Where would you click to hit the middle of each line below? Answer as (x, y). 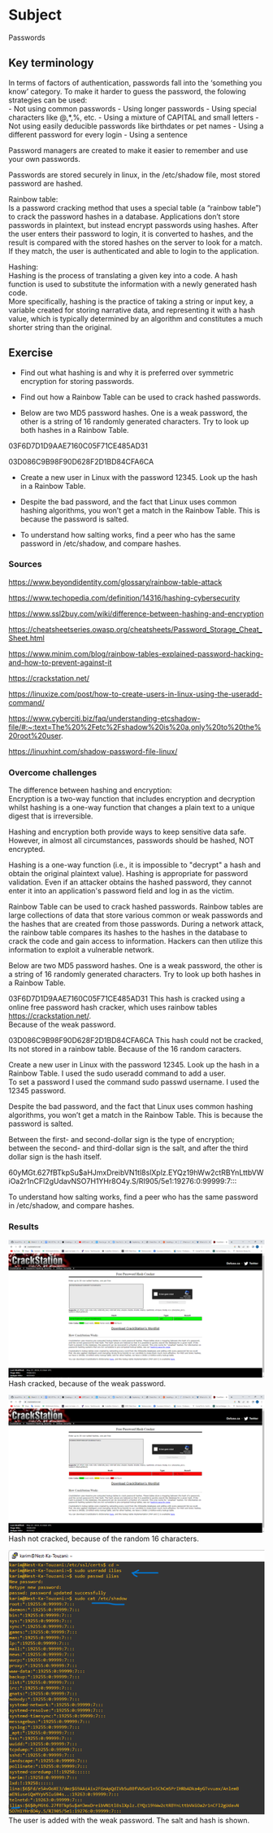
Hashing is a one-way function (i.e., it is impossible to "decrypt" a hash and (135, 865)
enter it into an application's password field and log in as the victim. (121, 891)
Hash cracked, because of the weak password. (87, 1384)
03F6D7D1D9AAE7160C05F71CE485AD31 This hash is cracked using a (127, 999)
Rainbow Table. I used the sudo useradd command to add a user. (117, 1074)
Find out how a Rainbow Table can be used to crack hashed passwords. (141, 397)
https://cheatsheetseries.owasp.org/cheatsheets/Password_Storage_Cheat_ (135, 629)
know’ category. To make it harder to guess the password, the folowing (127, 91)
